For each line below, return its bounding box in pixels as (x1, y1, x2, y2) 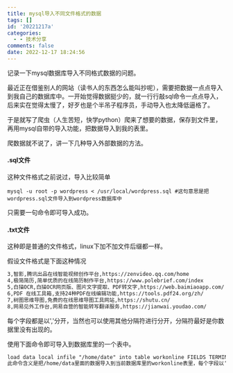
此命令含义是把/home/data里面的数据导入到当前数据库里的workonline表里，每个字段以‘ (7, 360, 227, 367)
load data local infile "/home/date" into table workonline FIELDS (7, 354, 207, 361)
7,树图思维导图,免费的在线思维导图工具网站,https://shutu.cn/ (7, 296, 171, 304)
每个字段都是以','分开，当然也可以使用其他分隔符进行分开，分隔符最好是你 (7, 316, 218, 324)
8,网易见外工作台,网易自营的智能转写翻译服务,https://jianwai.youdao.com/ (7, 303, 207, 310)
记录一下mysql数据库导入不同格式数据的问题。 (7, 69, 140, 77)
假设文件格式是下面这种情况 (7, 257, 87, 266)
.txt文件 (7, 225, 30, 234)
